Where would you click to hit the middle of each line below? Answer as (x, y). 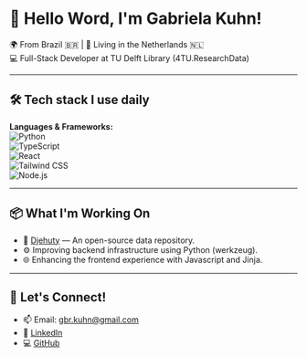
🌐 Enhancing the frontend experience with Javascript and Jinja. (143, 259)
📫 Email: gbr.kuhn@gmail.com (80, 320)
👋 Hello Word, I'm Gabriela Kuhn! (136, 19)
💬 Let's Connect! (58, 297)
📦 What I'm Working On (80, 214)
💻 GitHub (41, 343)
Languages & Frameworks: (61, 126)
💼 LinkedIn (42, 333)
